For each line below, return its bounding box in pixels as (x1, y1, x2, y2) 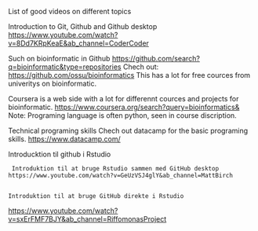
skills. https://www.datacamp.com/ (8, 134, 122, 144)
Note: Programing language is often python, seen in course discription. (8, 111, 237, 120)
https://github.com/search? (111, 54, 200, 63)
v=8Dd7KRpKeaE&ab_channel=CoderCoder (8, 38, 149, 48)
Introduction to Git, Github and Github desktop (8, 22, 158, 31)
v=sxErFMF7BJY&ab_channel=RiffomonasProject (8, 214, 167, 223)
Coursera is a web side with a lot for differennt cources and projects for (8, 94, 239, 103)
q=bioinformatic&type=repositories (8, 62, 122, 71)
